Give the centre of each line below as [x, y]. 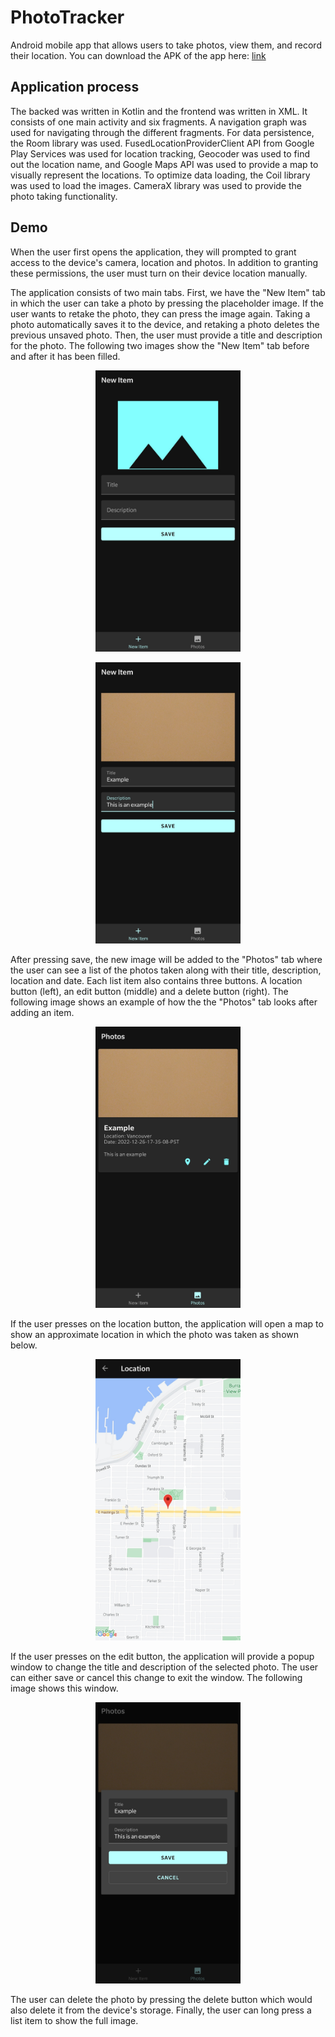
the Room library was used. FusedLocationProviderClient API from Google [162, 143]
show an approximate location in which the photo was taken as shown [154, 1334]
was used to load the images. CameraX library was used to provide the [156, 185]
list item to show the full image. [74, 2020]
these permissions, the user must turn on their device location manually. [159, 273]
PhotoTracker [67, 17]
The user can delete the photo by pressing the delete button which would [161, 1999]
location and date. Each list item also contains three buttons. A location [156, 980]
